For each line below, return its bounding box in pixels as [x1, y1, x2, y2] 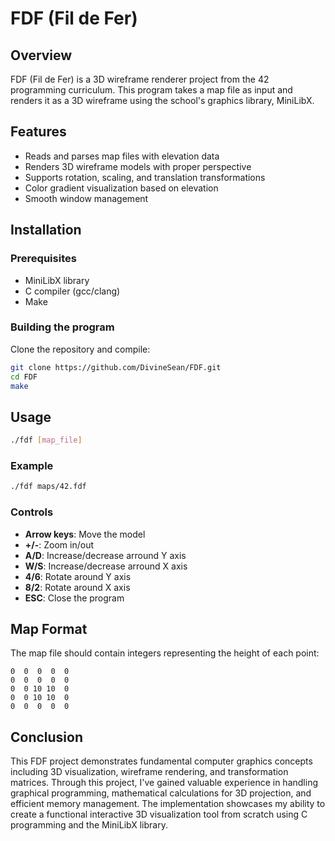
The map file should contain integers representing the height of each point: [10, 647, 320, 659]
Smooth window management [24, 192, 149, 204]
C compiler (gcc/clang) [24, 285, 121, 297]
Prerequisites [10, 252, 77, 266]
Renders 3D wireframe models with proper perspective [24, 160, 252, 172]
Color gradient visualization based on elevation [24, 182, 219, 194]
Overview [10, 47, 73, 64]
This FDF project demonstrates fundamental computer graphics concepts [10, 755, 313, 767]
